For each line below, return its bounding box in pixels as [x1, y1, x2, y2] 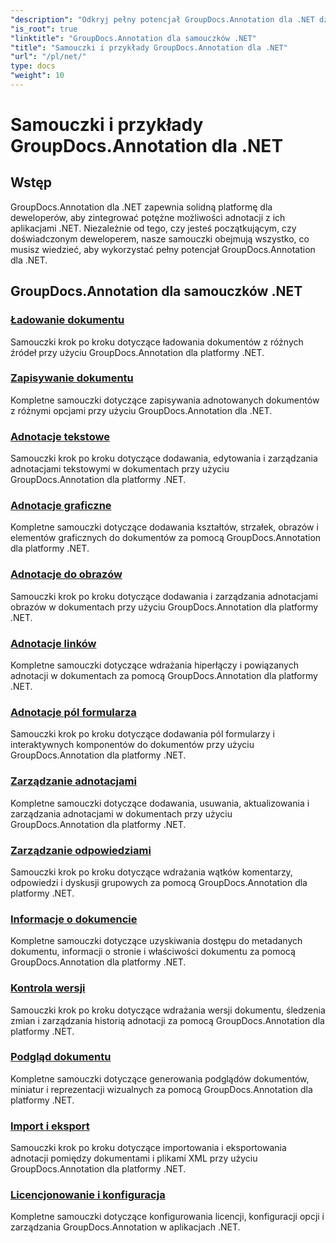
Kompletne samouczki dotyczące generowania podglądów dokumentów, [10, 1072, 310, 1085]
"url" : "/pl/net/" [10, 52, 87, 62]
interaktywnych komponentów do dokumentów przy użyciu [10, 739, 255, 751]
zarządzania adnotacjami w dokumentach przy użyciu [10, 807, 233, 820]
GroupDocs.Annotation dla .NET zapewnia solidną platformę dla [10, 201, 273, 213]
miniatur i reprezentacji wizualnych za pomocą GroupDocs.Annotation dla [10, 1083, 313, 1095]
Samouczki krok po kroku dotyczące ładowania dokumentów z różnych [10, 336, 304, 348]
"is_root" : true [10, 24, 78, 34]
